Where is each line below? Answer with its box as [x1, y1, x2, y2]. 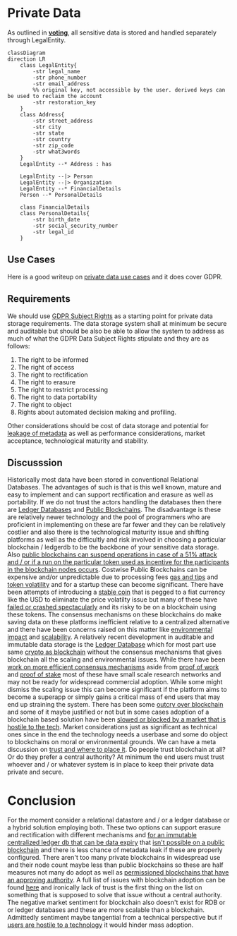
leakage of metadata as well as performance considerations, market [7, 429, 205, 437]
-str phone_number [32, 74, 87, 81]
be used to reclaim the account [7, 92, 102, 99]
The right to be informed [17, 355, 90, 364]
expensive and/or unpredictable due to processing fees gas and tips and [7, 573, 219, 581]
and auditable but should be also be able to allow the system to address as [7, 327, 224, 335]
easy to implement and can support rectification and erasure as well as [7, 490, 214, 499]
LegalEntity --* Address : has [20, 160, 112, 167]
